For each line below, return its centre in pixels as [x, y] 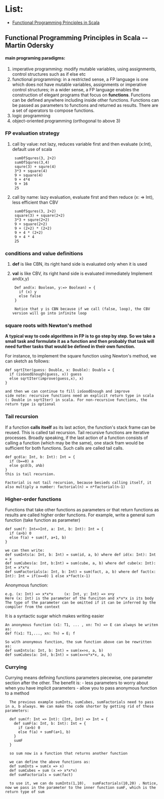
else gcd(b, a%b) [27, 465]
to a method [17, 693]
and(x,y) [20, 279]
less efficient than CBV [35, 202]
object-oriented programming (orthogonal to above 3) [66, 121]
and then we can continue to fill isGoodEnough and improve [68, 392]
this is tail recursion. [30, 474]
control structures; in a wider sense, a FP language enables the [76, 89]
